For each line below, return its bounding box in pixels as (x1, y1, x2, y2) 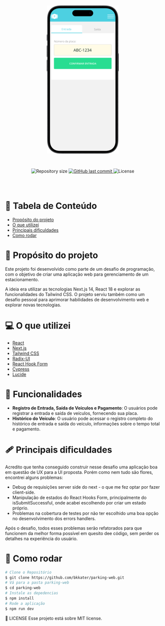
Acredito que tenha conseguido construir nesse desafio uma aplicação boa (5, 464, 158, 470)
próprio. (12, 505, 29, 511)
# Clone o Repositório (5, 570, 52, 575)
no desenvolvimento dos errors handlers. (12, 515, 96, 521)
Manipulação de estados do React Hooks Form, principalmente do (12, 495, 147, 501)
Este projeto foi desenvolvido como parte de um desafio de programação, (5, 266, 155, 272)
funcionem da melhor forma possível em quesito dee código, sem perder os (5, 530, 159, 536)
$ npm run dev (5, 606, 34, 611)
